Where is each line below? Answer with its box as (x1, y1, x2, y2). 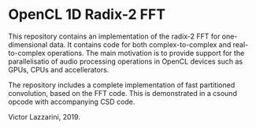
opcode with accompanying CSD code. (8, 97, 135, 106)
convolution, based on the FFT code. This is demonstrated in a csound (8, 88, 238, 98)
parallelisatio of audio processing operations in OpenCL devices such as (8, 57, 243, 66)
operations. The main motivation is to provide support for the (46, 48, 245, 57)
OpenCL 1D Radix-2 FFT (8, 6, 166, 24)
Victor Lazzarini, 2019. (8, 112, 81, 121)
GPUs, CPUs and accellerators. (8, 64, 109, 74)
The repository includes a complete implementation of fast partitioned (8, 80, 236, 90)
